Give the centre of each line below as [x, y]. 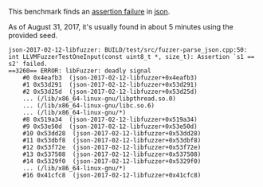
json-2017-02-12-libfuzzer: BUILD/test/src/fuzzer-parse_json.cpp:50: [128, 50]
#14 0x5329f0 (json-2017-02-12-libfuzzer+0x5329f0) [112, 162]
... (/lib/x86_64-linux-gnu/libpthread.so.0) [100, 99]
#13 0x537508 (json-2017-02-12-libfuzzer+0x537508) [112, 154]
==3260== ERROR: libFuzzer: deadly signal [80, 71]
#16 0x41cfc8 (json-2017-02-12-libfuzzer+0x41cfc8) [112, 175]
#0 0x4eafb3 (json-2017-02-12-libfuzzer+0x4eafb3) [110, 78]
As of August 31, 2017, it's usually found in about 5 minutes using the [121, 27]
